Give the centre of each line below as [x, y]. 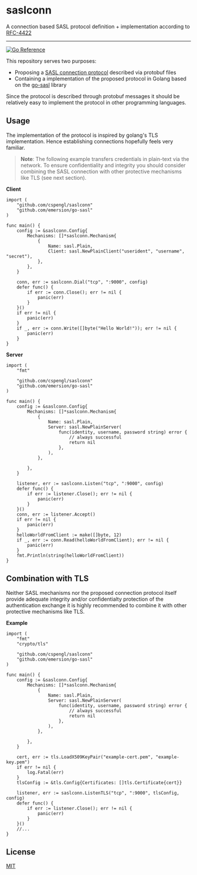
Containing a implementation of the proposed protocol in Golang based [100, 78]
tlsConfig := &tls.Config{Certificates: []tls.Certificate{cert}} [99, 783]
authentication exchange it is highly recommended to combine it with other [96, 605]
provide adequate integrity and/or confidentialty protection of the [85, 599]
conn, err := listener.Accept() [56, 514]
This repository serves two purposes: [51, 61]
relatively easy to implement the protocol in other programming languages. [96, 102]
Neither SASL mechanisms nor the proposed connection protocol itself [91, 593]
